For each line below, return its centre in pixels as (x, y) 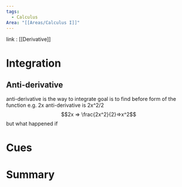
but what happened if (32, 124)
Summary (30, 174)
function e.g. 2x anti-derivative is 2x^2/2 (55, 105)
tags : (13, 12)
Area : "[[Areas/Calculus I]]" (43, 22)
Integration (34, 63)
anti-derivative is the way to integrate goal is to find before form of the (91, 99)
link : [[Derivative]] (28, 40)
